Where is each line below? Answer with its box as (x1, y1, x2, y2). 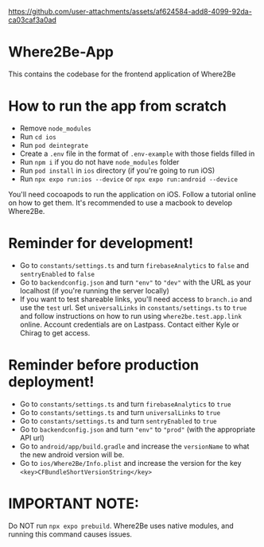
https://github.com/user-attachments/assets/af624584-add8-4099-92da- (8, 7, 252, 16)
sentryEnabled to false (19, 269, 95, 278)
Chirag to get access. (19, 328, 91, 337)
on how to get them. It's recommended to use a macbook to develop (8, 198, 233, 208)
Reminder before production (8, 356, 200, 374)
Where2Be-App (8, 43, 114, 61)
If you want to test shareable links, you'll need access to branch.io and (19, 294, 253, 304)
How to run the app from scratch (8, 97, 227, 115)
